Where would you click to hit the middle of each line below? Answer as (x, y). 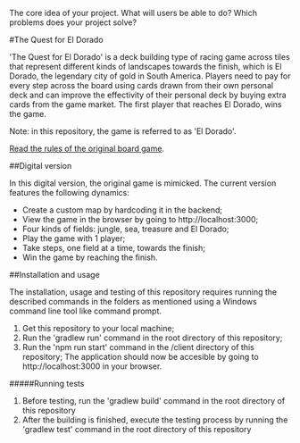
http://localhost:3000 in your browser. (92, 366)
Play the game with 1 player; (74, 238)
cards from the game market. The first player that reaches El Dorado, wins (146, 104)
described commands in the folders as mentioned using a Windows (133, 301)
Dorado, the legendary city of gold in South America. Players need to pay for (150, 76)
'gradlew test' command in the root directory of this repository (137, 429)
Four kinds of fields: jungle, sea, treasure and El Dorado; (125, 229)
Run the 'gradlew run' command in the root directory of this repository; (152, 338)
